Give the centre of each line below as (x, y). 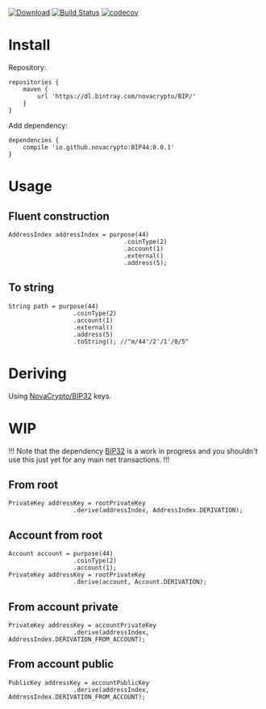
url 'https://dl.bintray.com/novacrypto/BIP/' (117, 96)
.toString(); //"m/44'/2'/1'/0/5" (131, 342)
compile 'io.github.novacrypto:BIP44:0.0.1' (99, 147)
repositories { (34, 82)
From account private (63, 607)
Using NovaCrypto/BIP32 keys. (60, 396)
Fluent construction (59, 216)
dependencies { (34, 140)
